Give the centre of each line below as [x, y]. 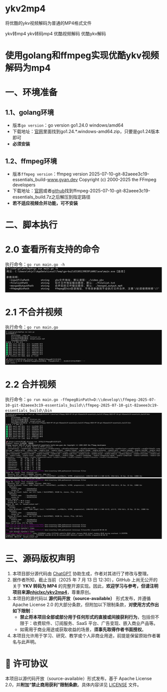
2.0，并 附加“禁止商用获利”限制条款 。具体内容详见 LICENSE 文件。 [73, 685]
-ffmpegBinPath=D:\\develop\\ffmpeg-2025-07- [108, 400]
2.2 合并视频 [31, 385]
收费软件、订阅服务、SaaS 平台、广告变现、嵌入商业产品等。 [95, 623]
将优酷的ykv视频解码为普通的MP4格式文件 [48, 23]
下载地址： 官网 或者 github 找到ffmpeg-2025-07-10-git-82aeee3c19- [81, 191]
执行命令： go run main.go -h [35, 264]
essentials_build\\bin [29, 410]
